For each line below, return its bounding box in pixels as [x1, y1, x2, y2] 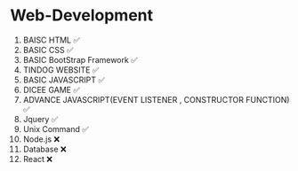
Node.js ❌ [22, 134, 60, 144]
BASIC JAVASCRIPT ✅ [22, 74, 106, 85]
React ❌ [22, 153, 52, 164]
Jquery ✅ [22, 113, 59, 124]
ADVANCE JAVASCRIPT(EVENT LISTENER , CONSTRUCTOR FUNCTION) [22, 94, 290, 105]
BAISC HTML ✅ [22, 35, 81, 45]
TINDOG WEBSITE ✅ [22, 64, 100, 75]
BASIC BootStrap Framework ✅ [22, 54, 138, 65]
